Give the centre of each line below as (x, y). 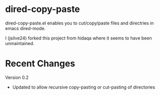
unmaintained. (20, 43)
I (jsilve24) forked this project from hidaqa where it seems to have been (79, 38)
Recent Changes (40, 64)
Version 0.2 (17, 77)
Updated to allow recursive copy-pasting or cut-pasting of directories (84, 87)
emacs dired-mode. (25, 28)
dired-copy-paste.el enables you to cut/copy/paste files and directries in (80, 23)
